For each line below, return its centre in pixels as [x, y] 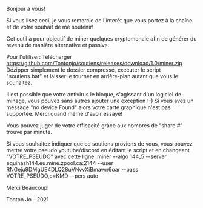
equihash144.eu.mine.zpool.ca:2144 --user [60, 163]
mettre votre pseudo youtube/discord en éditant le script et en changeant [98, 150]
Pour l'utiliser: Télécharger [39, 57]
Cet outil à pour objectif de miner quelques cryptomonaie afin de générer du [101, 39]
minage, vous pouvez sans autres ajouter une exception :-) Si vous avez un [100, 101]
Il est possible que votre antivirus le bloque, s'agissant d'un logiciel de [94, 94]
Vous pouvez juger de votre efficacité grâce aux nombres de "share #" [95, 126]
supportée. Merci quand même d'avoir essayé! [65, 114]
